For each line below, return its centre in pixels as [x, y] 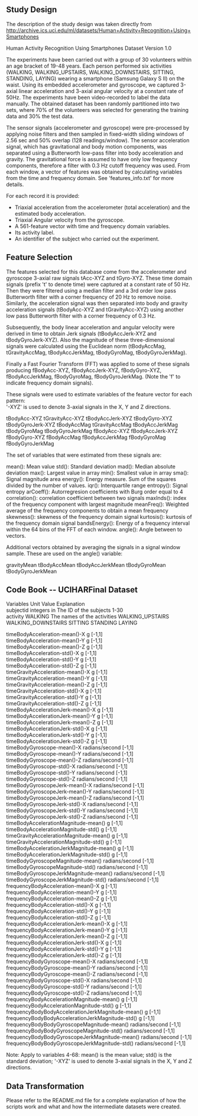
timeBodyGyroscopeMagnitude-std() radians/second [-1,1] [77, 867]
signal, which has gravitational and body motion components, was [87, 146]
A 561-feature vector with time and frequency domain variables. [92, 226]
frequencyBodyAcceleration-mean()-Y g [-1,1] [61, 892]
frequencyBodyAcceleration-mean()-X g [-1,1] [61, 886]
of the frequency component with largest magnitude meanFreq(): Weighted [98, 504]
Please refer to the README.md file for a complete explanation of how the [96, 1101]
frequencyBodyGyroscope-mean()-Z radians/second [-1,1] [77, 974]
